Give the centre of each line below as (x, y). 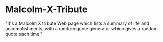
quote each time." (24, 34)
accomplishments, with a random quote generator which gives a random (82, 28)
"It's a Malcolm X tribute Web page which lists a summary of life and (77, 23)
